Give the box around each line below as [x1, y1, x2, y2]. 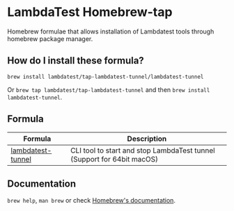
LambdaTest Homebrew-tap [7, 4, 173, 20]
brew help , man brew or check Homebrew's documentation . [7, 196, 176, 205]
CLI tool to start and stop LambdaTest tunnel [70, 146, 215, 155]
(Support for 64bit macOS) [70, 154, 159, 164]
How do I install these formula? [7, 55, 144, 67]
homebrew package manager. [7, 34, 93, 42]
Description [127, 134, 167, 143]
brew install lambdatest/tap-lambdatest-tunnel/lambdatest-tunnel [7, 73, 204, 80]
